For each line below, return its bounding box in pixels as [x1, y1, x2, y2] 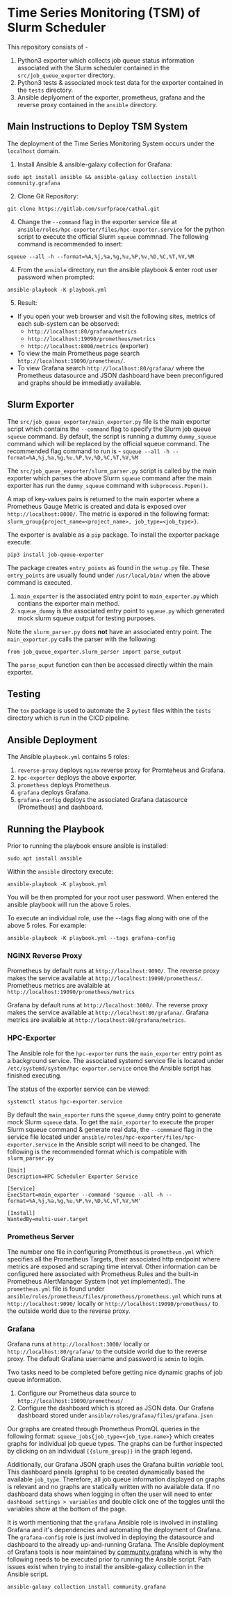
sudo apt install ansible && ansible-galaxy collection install [7, 173, 197, 180]
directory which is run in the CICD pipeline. [7, 714, 130, 722]
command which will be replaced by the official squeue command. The [7, 439, 210, 448]
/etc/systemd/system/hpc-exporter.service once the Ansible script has [7, 1064, 212, 1072]
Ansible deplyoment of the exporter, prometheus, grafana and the [17, 93, 206, 102]
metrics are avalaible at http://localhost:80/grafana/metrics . [7, 1016, 186, 1024]
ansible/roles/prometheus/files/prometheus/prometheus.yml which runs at [7, 1291, 222, 1300]
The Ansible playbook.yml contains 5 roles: [7, 753, 130, 761]
